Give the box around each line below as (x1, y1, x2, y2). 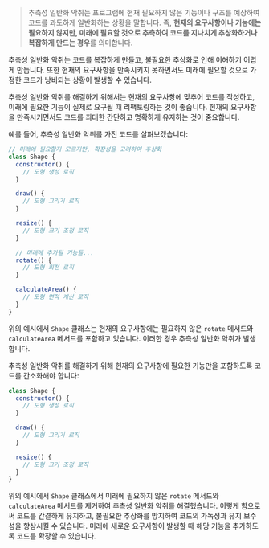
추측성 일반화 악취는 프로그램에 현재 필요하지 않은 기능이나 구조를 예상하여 (27, 8, 260, 17)
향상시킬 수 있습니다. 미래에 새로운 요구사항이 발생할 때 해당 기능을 (22, 521, 231, 531)
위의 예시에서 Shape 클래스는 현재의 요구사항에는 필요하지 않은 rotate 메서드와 (8, 323, 254, 333)
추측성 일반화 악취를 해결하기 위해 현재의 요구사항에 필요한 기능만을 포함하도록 (8, 361, 253, 370)
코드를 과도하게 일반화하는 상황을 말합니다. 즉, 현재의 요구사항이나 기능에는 (27, 18, 262, 27)
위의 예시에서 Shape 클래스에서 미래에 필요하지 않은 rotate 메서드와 (8, 491, 219, 501)
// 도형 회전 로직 (22, 264, 75, 272)
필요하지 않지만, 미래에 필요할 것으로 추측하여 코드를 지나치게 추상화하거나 (27, 28, 258, 37)
